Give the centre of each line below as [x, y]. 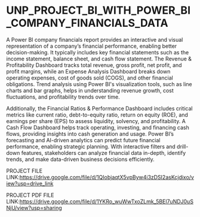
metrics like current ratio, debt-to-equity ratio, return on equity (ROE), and [97, 115]
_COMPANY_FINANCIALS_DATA [87, 23]
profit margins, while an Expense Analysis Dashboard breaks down [88, 71]
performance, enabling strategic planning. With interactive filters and [91, 146]
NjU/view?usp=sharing [34, 207]
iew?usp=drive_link [30, 184]
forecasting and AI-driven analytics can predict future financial [83, 140]
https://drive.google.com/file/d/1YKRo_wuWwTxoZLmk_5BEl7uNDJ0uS [107, 201]
